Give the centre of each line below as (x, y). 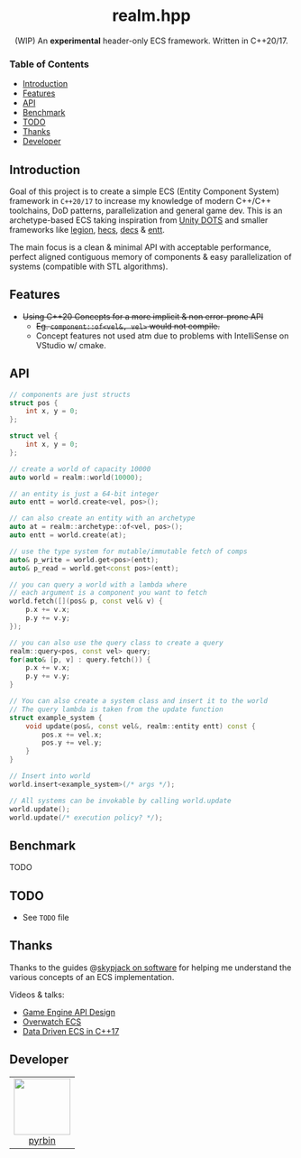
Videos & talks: (37, 995)
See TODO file (46, 918)
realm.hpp (151, 16)
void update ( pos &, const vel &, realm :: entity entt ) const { (141, 726)
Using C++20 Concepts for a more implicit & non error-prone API (143, 316)
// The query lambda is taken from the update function (116, 709)
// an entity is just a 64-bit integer (84, 494)
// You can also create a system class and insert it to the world (139, 701)
